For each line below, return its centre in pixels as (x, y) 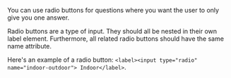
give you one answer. (38, 18)
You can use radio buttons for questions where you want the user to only (113, 10)
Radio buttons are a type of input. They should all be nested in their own (112, 31)
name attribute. (29, 46)
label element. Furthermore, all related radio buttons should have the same (116, 39)
